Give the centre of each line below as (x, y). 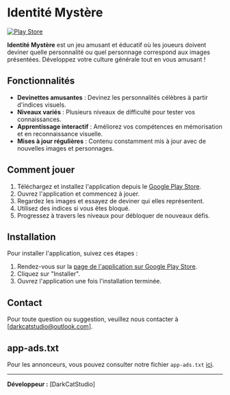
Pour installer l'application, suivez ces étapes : (73, 253)
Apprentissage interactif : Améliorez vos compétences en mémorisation (119, 126)
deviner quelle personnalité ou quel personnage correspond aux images (109, 52)
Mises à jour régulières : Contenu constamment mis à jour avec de (112, 141)
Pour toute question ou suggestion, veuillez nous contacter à (93, 319)
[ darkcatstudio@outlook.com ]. (50, 327)
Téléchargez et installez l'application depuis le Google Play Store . (109, 186)
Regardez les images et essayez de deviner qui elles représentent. (111, 201)
